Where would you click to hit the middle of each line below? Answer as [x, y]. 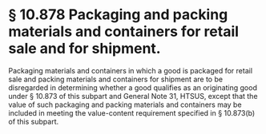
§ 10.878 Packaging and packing [118, 15]
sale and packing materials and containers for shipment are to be [115, 79]
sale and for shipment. [85, 49]
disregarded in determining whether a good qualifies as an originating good [133, 87]
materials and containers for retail [123, 32]
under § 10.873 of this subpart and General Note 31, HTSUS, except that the [133, 96]
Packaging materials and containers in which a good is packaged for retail [131, 70]
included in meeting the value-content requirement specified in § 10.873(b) [132, 112]
